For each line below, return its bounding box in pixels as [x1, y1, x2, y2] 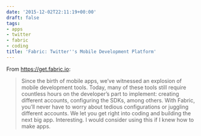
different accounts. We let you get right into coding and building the [21, 109, 191, 116]
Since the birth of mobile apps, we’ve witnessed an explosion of [21, 77, 182, 84]
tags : [6, 20, 20, 26]
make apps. [21, 123, 51, 130]
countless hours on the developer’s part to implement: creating [21, 90, 180, 98]
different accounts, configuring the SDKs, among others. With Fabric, [21, 96, 195, 104]
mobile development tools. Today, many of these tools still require [21, 84, 187, 91]
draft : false [6, 15, 40, 21]
